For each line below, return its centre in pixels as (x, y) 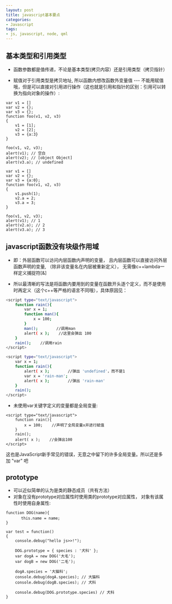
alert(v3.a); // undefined (35, 162)
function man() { (41, 314)
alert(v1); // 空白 (26, 153)
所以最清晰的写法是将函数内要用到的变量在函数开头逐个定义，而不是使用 (89, 284)
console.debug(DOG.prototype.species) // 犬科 (65, 592)
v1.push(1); (28, 194)
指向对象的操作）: (41, 93)
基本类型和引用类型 (36, 56)
